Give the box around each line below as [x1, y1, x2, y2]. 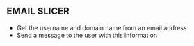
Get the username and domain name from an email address [16, 23, 187, 32]
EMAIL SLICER [6, 5, 70, 17]
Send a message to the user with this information [16, 31, 158, 39]
